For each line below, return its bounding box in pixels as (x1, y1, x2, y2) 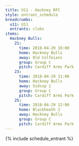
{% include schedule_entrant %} (5, 135, 73, 141)
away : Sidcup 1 (18, 83, 51, 88)
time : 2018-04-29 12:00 (18, 103, 70, 108)
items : (5, 31, 19, 36)
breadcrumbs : (5, 17, 33, 22)
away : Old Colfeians (18, 55, 63, 60)
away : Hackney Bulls (18, 112, 63, 117)
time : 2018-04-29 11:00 (18, 74, 70, 79)
